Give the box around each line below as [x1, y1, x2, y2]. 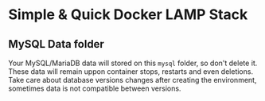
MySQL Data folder [8, 37, 105, 51]
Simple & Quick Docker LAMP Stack [8, 6, 248, 24]
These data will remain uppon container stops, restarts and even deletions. [8, 67, 253, 76]
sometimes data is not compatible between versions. [8, 84, 181, 93]
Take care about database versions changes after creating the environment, [8, 76, 257, 84]
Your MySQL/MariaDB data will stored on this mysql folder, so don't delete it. [8, 58, 258, 68]
